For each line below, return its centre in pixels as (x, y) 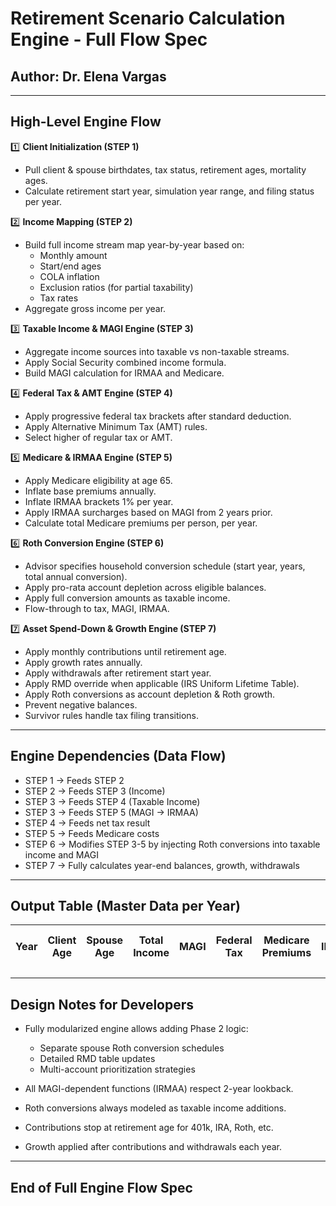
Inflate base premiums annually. (90, 491)
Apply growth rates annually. (83, 662)
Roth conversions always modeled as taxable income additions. (155, 1108)
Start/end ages (70, 266)
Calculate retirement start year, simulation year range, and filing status (169, 191)
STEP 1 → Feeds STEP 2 (74, 780)
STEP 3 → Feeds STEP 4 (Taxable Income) (112, 801)
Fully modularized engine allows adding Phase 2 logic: (136, 1029)
